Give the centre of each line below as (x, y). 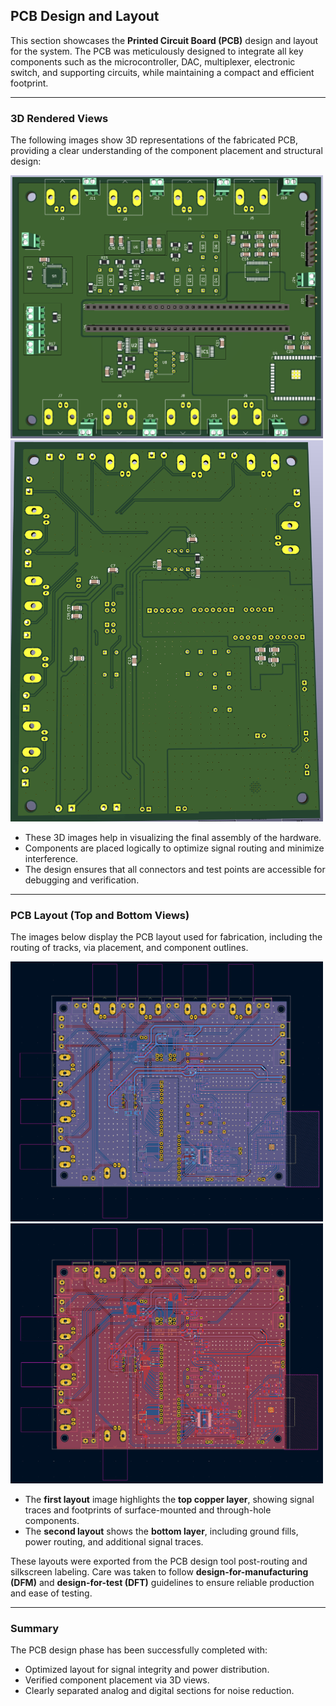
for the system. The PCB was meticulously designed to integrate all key (157, 51)
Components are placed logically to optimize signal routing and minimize (174, 848)
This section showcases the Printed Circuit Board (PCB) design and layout (164, 40)
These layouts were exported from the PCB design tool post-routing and (159, 1561)
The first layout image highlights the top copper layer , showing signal (169, 1500)
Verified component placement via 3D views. (117, 1680)
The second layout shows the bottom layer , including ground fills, (161, 1531)
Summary (35, 1628)
